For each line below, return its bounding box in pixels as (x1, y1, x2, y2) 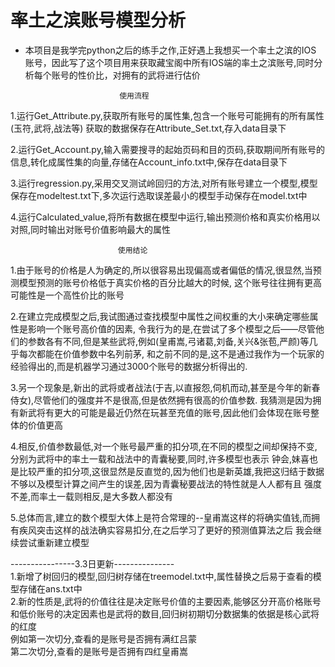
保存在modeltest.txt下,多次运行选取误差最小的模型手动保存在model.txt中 (10, 189, 308, 201)
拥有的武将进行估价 (121, 69, 201, 81)
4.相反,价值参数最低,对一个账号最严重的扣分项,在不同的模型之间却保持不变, (10, 440, 318, 452)
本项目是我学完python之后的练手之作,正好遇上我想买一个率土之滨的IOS (24, 44, 317, 56)
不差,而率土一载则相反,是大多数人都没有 (10, 490, 174, 502)
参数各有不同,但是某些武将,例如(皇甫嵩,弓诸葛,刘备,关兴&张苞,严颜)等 (27, 335, 310, 347)
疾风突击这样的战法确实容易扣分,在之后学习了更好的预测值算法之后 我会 (18, 524, 313, 536)
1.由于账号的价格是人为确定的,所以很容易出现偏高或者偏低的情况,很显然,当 (10, 264, 313, 276)
